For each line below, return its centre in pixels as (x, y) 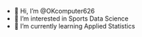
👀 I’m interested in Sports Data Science (71, 18)
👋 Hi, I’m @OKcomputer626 (54, 11)
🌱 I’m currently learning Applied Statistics (75, 26)
